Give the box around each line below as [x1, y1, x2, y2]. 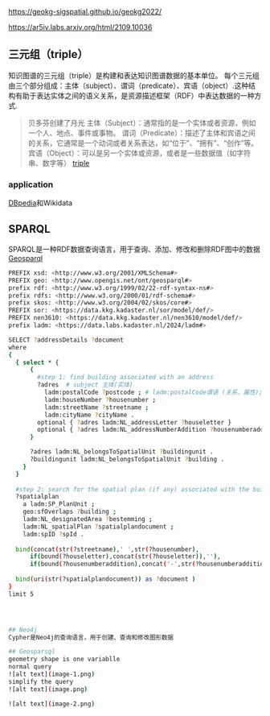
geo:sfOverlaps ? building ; [22, 507, 117, 516]
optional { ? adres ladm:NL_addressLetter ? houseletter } [37, 418, 231, 426]
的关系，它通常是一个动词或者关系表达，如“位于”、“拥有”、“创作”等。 [27, 138, 259, 147]
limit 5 [8, 590, 35, 598]
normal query [8, 663, 52, 671]
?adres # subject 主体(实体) [37, 381, 134, 389]
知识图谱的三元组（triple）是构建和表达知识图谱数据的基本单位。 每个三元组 [8, 70, 260, 80]
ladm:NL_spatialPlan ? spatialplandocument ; [22, 523, 174, 531]
